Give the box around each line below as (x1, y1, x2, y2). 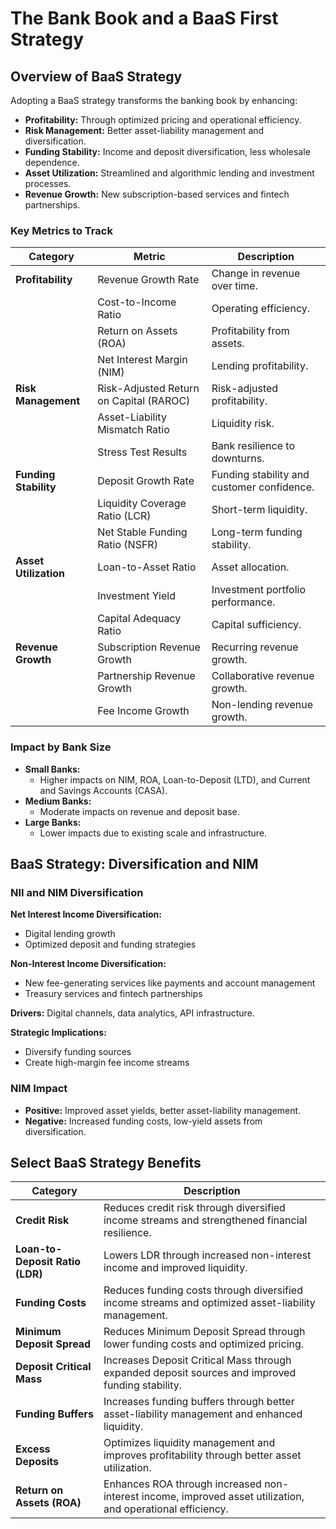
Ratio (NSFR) (97, 538, 158, 552)
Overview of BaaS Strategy (10, 68, 183, 85)
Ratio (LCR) (97, 509, 152, 523)
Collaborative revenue (211, 669, 315, 683)
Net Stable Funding (97, 525, 188, 539)
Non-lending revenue (211, 698, 314, 712)
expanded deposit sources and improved (103, 1366, 297, 1380)
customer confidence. (211, 480, 315, 494)
